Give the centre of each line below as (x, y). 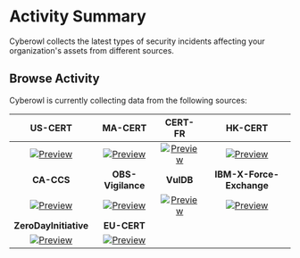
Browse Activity (54, 79)
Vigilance (125, 185)
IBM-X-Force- (247, 174)
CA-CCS (51, 179)
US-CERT (51, 128)
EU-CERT (124, 225)
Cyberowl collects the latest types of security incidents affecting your (137, 41)
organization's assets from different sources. (92, 50)
